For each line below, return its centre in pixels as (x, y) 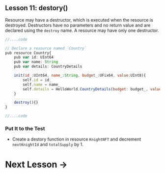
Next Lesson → (36, 164)
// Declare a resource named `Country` (46, 48)
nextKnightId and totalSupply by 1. (48, 144)
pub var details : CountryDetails (48, 67)
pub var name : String (36, 62)
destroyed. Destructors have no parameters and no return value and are (78, 25)
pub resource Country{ (28, 53)
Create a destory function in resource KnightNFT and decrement (77, 139)
